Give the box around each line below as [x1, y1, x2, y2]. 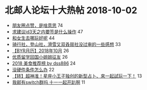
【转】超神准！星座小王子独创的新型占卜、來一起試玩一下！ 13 [12, 73, 142, 79]
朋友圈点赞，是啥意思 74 [12, 22, 63, 28]
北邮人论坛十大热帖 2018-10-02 [5, 5, 137, 16]
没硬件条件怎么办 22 [12, 66, 55, 72]
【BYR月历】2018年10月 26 [12, 48, 69, 54]
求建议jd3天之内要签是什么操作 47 [12, 28, 83, 34]
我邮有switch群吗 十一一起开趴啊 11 [12, 79, 85, 85]
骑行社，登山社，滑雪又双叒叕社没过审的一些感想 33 [12, 41, 121, 47]
